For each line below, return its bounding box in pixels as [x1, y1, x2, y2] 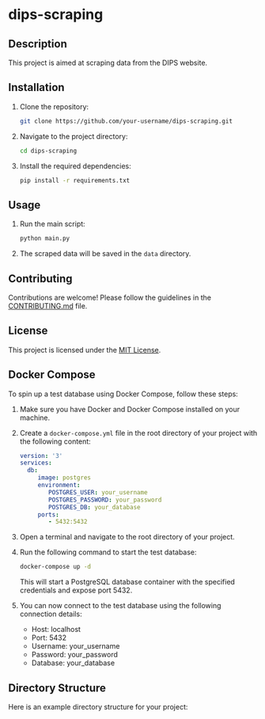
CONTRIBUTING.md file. [8, 301, 88, 310]
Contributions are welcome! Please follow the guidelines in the [8, 293, 212, 302]
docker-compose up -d [19, 563, 91, 571]
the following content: [19, 437, 91, 446]
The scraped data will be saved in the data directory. [19, 249, 191, 259]
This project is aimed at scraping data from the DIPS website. [8, 58, 208, 67]
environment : [37, 481, 81, 490]
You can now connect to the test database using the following [19, 601, 221, 611]
